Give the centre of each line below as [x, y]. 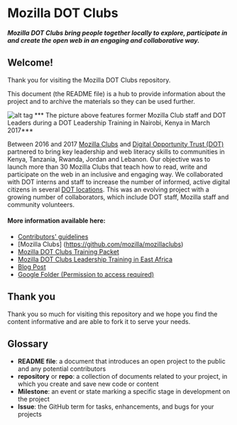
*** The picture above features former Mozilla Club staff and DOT [130, 115]
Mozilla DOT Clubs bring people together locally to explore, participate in [117, 33]
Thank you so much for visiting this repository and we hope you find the [112, 314]
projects [30, 414]
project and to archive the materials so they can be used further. [101, 101]
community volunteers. [41, 204]
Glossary [28, 344]
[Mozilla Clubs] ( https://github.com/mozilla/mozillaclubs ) [100, 244]
